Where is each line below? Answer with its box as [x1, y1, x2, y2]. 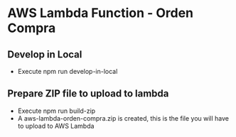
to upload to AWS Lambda [17, 121, 95, 130]
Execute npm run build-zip [17, 106, 96, 115]
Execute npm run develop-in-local [17, 67, 118, 75]
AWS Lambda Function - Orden [7, 5, 194, 21]
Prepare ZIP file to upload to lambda [7, 87, 169, 100]
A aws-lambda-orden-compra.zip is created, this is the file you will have [17, 114, 230, 122]
